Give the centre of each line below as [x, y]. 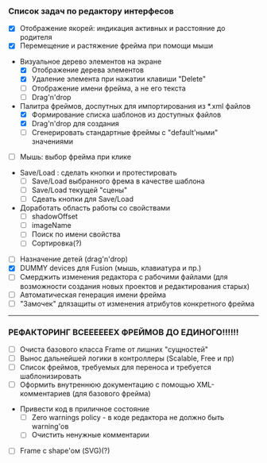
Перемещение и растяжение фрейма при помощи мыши [116, 46]
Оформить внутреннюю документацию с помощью [107, 385]
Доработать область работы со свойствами [95, 208]
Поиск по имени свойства [76, 234]
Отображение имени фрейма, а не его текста [109, 88]
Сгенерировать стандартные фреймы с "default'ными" [125, 132]
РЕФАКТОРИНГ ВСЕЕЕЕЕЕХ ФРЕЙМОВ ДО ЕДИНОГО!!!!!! [124, 332]
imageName [51, 226]
